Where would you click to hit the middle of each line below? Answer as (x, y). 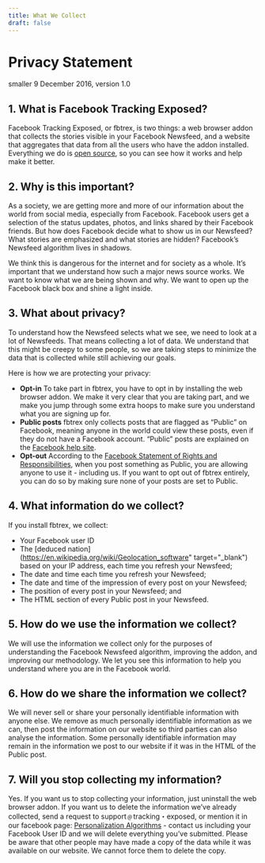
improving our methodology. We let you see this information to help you (125, 660)
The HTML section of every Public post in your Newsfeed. (114, 599)
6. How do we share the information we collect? (128, 693)
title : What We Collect (47, 15)
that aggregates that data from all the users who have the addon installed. (129, 145)
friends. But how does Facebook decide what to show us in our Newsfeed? (131, 231)
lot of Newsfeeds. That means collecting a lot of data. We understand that (129, 341)
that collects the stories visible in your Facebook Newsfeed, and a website (129, 136)
